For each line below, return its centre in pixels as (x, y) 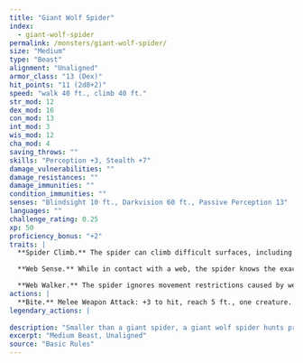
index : (22, 26)
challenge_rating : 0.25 (54, 219)
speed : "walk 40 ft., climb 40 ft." (78, 93)
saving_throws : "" (44, 152)
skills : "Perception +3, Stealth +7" (80, 160)
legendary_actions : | (50, 311)
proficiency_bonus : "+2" (56, 236)
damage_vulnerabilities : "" (62, 169)
